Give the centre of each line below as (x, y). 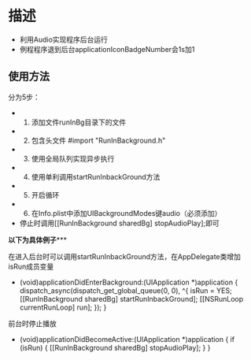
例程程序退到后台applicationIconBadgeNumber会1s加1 (107, 49)
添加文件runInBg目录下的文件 (79, 122)
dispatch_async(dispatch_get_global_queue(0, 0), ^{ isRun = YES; (125, 290)
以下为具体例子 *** (38, 239)
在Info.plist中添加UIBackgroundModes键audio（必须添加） (126, 213)
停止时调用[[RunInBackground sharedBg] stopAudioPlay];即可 (119, 223)
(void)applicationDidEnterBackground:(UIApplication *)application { (129, 282)
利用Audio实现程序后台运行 (64, 39)
